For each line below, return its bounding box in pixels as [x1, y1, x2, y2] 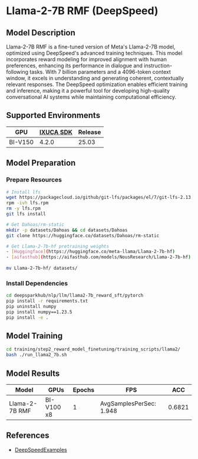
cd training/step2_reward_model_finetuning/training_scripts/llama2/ [6, 346, 181, 352]
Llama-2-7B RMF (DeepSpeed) [6, 4, 159, 18]
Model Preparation [6, 158, 76, 168]
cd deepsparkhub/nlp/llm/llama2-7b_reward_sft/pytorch [6, 293, 144, 299]
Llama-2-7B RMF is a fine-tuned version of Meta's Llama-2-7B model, [6, 43, 176, 50]
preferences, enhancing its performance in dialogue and [6, 62, 143, 69]
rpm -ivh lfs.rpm [6, 200, 49, 206]
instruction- [144, 62, 173, 69]
